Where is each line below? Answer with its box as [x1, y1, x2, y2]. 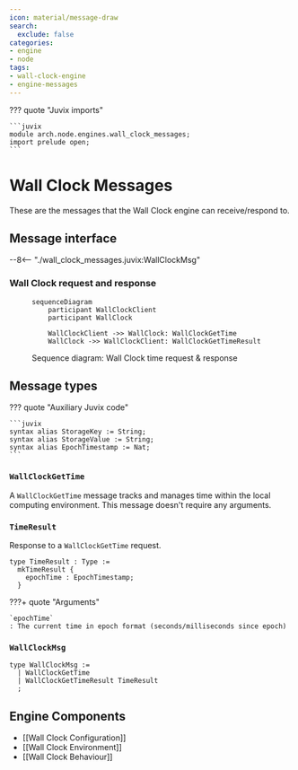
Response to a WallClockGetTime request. [9, 540, 162, 551]
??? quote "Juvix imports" [9, 104, 103, 115]
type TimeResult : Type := [9, 557, 110, 566]
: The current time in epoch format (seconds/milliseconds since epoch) [9, 622, 287, 631]
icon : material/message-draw [9, 13, 118, 22]
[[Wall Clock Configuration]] [22, 732, 127, 743]
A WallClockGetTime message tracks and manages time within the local [9, 490, 271, 501]
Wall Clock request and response [9, 277, 157, 290]
